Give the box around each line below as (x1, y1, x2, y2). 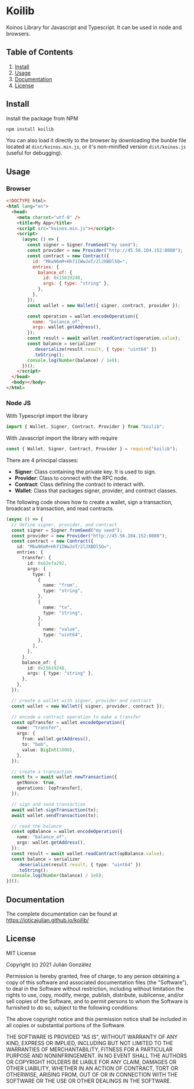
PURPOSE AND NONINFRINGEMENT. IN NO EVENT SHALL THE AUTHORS (6, 1052, 188, 1059)
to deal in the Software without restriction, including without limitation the (6, 985, 184, 992)
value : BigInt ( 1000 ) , (21, 747, 75, 753)
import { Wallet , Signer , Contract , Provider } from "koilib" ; (6, 424, 165, 430)
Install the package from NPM (6, 114, 78, 122)
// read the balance (11, 823, 62, 829)
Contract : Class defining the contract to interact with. (14, 481, 145, 488)
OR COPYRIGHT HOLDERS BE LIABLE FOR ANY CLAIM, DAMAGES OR (6, 1058, 177, 1065)
